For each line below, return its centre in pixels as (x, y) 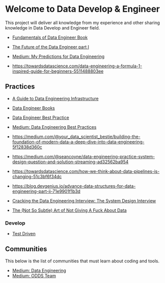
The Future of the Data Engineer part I (51, 47)
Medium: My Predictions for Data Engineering (58, 56)
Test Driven (24, 234)
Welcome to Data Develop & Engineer (82, 9)
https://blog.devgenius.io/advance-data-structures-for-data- (74, 186)
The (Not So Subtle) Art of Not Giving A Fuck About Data (69, 210)
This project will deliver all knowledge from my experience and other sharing (82, 23)
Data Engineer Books (33, 108)
